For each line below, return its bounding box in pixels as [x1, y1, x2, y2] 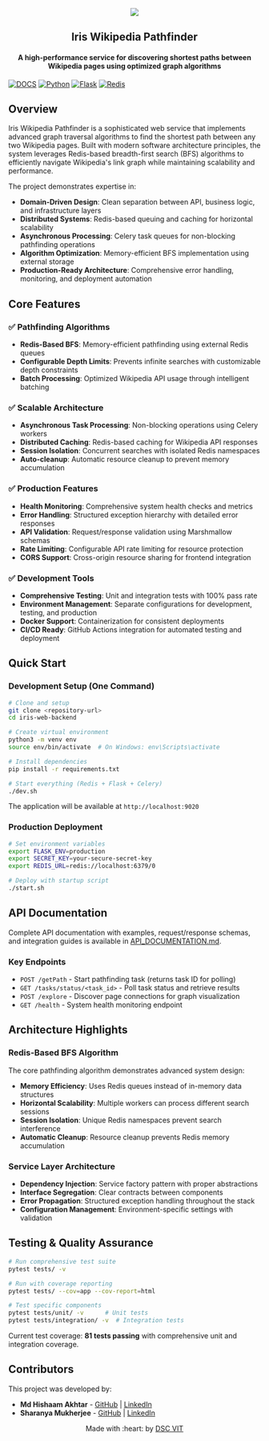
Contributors [8, 1362, 74, 1376]
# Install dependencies [8, 757, 88, 765]
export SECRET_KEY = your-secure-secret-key [8, 854, 152, 863]
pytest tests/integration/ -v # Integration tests [8, 1317, 184, 1325]
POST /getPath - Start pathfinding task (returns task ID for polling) [19, 975, 236, 984]
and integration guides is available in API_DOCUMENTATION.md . [8, 936, 222, 946]
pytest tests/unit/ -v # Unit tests [8, 1309, 149, 1317]
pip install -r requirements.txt [8, 765, 120, 773]
